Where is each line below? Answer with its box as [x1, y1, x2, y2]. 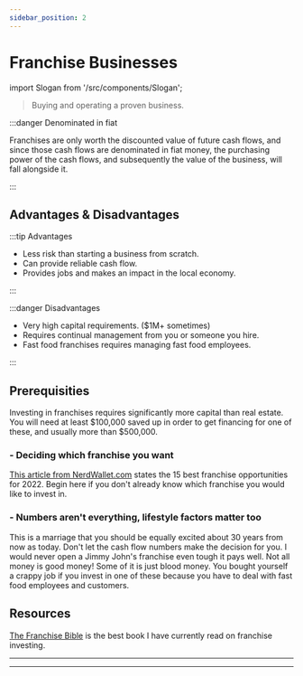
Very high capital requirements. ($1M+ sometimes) [22, 320, 211, 331]
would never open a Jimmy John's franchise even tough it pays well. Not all [9, 550, 290, 561]
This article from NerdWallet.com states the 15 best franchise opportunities [9, 469, 289, 480]
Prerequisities [9, 383, 90, 399]
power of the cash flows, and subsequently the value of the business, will [9, 154, 282, 164]
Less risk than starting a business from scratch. [22, 249, 200, 259]
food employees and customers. [9, 579, 130, 590]
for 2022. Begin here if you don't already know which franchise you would [9, 479, 286, 490]
